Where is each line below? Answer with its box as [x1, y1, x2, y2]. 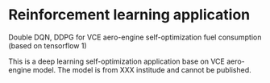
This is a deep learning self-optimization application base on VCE [8, 56, 226, 66]
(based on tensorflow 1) [8, 40, 87, 50]
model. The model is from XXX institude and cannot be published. [32, 64, 251, 74]
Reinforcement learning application [8, 6, 251, 24]
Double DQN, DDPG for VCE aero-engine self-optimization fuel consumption [8, 32, 262, 42]
